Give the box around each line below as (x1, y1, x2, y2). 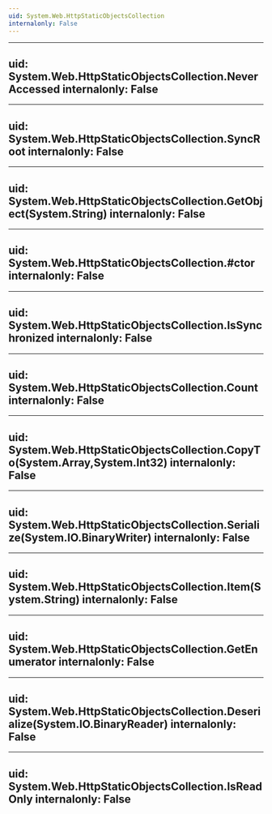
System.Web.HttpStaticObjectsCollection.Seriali (8, 518, 261, 532)
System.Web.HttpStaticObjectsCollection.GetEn (8, 642, 258, 657)
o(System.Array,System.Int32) (8, 456, 168, 469)
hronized (8, 332, 55, 345)
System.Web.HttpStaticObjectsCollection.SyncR (8, 131, 261, 146)
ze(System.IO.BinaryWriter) (8, 530, 152, 544)
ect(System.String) (8, 207, 108, 221)
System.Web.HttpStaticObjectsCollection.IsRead (8, 779, 263, 793)
